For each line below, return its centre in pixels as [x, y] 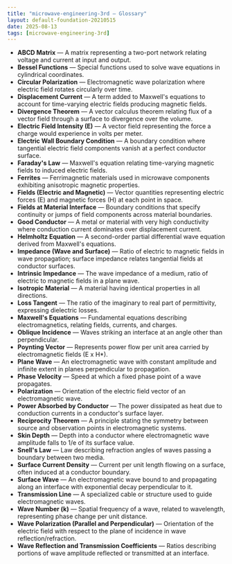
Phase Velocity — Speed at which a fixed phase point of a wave [109, 377]
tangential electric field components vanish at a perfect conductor [111, 148]
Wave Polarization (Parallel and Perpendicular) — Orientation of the [115, 524]
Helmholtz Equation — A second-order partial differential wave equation [121, 237]
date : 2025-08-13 [32, 26]
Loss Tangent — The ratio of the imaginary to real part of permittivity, [117, 303]
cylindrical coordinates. [51, 75]
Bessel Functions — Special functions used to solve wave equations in [118, 67]
